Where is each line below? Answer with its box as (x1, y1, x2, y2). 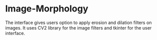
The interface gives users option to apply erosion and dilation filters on (5, 19, 152, 25)
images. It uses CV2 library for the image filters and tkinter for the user (5, 24, 152, 30)
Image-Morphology (5, 3, 89, 14)
